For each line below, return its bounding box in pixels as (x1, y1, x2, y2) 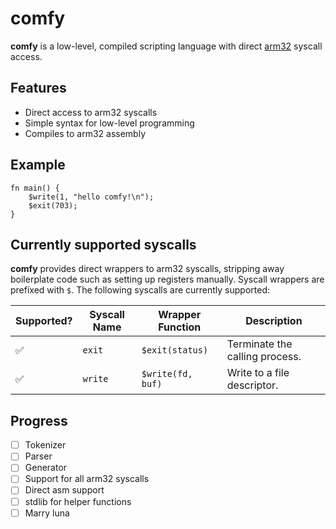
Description (245, 314, 303, 328)
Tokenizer (24, 439, 67, 451)
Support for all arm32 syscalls (24, 473, 150, 485)
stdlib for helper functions (24, 495, 132, 507)
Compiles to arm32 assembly (24, 127, 147, 139)
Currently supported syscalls (10, 236, 197, 253)
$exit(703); (28, 200, 78, 211)
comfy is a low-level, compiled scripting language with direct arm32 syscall (10, 40, 323, 52)
